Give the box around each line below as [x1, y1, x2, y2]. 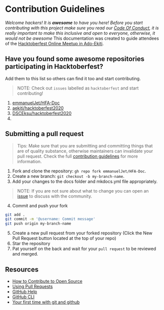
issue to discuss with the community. [17, 193, 92, 199]
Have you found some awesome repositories [5, 55, 145, 63]
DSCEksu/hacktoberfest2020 [12, 110, 72, 116]
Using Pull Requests [12, 283, 53, 289]
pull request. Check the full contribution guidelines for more [17, 153, 138, 159]
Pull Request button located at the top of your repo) [12, 235, 116, 241]
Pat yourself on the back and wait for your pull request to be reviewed [12, 246, 156, 252]
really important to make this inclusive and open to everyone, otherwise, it [5, 30, 156, 36]
